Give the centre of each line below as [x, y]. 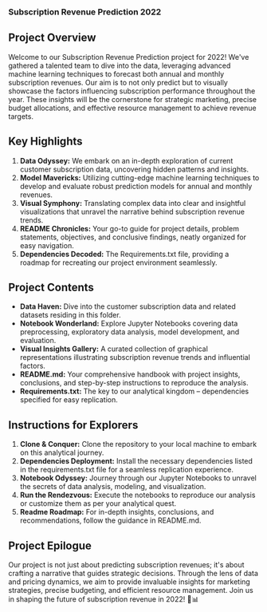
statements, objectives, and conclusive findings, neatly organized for [133, 237]
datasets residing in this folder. [70, 315]
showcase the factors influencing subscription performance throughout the [132, 91]
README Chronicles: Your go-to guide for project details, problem [129, 228]
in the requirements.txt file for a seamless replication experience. [126, 470]
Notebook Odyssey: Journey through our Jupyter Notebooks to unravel [138, 478]
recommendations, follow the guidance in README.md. [110, 520]
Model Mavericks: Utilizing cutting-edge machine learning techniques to [139, 177]
